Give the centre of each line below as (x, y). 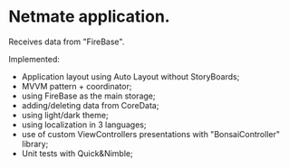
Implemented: (34, 59)
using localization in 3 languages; (84, 125)
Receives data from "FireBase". (67, 42)
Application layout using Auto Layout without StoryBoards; (130, 76)
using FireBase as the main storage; (88, 96)
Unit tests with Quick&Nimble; (77, 153)
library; (35, 144)
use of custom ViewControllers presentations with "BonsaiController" (150, 134)
